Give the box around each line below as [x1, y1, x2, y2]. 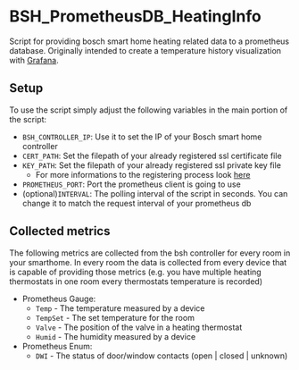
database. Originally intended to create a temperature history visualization [9, 45, 282, 55]
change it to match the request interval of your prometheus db [21, 198, 252, 208]
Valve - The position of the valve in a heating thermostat [35, 322, 243, 332]
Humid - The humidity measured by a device [35, 331, 196, 341]
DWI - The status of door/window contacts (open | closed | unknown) [35, 350, 288, 361]
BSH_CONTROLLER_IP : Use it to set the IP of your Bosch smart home [21, 131, 262, 142]
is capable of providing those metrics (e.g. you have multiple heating [9, 266, 262, 277]
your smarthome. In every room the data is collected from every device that [9, 256, 287, 267]
